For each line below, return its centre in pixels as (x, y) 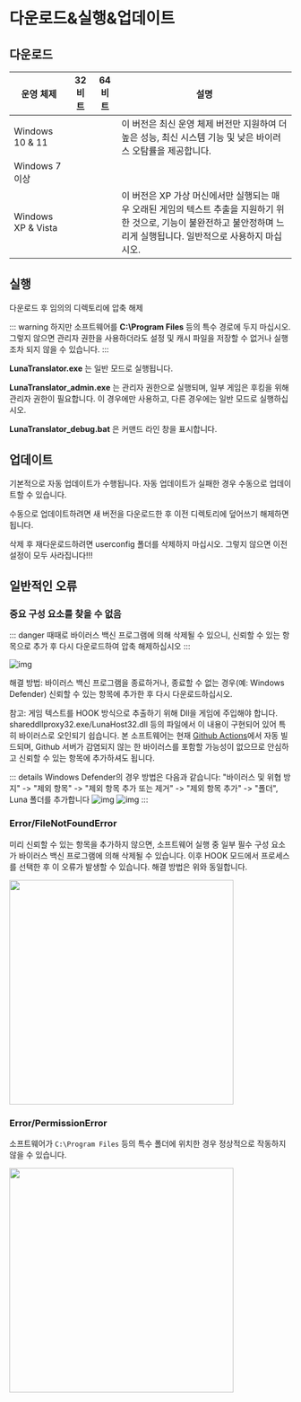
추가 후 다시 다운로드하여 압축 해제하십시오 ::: (112, 647)
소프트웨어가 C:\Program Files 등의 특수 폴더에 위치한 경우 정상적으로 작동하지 (148, 1143)
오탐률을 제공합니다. (172, 151)
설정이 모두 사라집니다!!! (51, 555)
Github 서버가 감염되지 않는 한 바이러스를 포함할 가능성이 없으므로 (150, 747)
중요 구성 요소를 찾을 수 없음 (65, 613)
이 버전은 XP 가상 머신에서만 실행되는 (195, 196)
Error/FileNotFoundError (63, 824)
